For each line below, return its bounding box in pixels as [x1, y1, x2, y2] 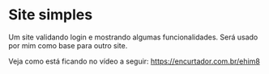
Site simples [8, 6, 93, 24]
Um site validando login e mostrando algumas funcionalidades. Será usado [8, 32, 258, 42]
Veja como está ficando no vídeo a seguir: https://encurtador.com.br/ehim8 [8, 56, 261, 66]
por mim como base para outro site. [8, 40, 128, 50]
